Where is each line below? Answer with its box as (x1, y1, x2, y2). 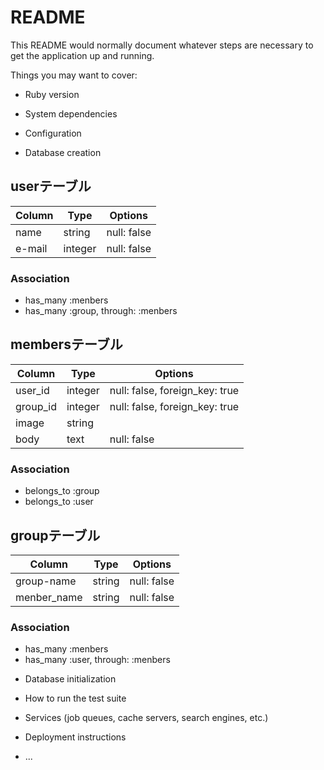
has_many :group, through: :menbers (24, 305, 178, 317)
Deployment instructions (24, 731, 127, 743)
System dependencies (24, 107, 118, 120)
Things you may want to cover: (10, 69, 138, 81)
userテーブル (10, 178, 92, 195)
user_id (15, 383, 50, 397)
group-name (15, 574, 77, 588)
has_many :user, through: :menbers (24, 654, 171, 666)
